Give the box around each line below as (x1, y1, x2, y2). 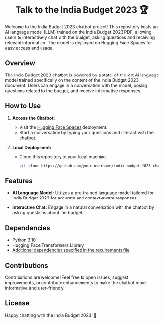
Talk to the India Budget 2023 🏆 (15, 4, 149, 16)
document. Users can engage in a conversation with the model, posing (5, 82, 147, 88)
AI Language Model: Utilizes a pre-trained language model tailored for (12, 190, 154, 196)
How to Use (5, 102, 41, 110)
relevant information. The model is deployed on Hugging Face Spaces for (5, 39, 152, 45)
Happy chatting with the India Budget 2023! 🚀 (5, 312, 97, 318)
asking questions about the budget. (12, 210, 84, 216)
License (5, 299, 30, 307)
